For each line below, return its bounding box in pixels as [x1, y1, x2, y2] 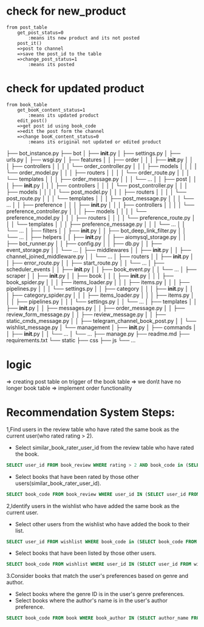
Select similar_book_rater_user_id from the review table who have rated [15, 444, 194, 451]
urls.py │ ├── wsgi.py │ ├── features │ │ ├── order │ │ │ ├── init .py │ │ [6, 156, 193, 163]
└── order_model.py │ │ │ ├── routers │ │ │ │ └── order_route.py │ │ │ [6, 169, 190, 176]
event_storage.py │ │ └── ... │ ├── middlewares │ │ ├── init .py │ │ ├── [6, 246, 191, 253]
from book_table [6, 101, 47, 107]
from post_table [6, 24, 47, 30]
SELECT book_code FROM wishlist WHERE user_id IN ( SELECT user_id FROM [6, 561, 191, 568]
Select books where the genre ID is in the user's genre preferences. [15, 591, 185, 598]
